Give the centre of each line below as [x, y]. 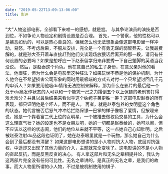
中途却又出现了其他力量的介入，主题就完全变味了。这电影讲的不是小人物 [88, 148]
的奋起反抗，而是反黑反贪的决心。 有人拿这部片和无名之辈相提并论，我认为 [82, 154]
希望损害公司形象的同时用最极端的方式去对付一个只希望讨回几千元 [95, 79]
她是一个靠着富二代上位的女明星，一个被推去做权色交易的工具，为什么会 [88, 116]
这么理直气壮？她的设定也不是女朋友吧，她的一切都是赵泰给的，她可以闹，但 [84, 123]
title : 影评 [17, 14]
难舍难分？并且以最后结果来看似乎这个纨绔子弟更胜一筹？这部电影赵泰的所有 [84, 98]
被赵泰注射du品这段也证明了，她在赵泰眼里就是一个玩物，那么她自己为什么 [82, 135]
